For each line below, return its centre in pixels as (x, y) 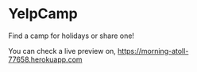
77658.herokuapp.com (45, 59)
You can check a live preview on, (62, 51)
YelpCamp (43, 14)
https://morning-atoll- (153, 51)
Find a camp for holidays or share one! (71, 36)
